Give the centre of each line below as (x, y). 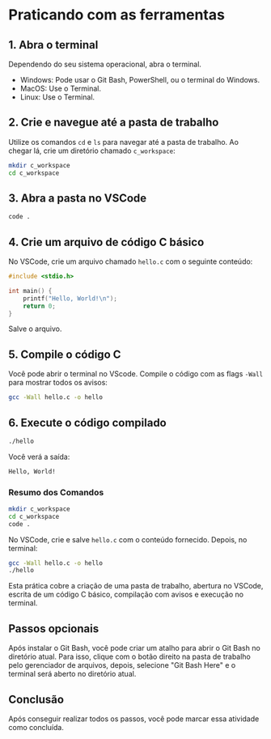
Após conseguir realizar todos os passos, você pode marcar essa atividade (134, 719)
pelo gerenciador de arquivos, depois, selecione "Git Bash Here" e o (122, 665)
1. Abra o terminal (53, 45)
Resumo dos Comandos (56, 492)
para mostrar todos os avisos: (58, 383)
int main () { (30, 291)
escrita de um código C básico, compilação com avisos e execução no (126, 595)
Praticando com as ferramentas (116, 15)
